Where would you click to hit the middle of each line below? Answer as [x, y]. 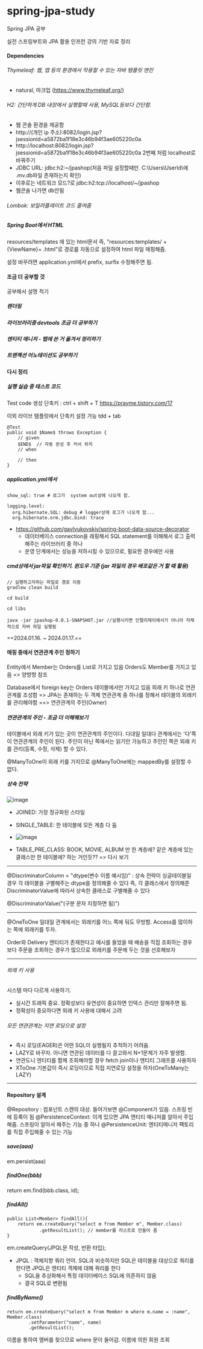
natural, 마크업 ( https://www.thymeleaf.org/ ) [70, 90]
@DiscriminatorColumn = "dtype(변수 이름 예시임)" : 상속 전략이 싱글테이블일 [99, 875]
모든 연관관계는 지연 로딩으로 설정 [46, 1025]
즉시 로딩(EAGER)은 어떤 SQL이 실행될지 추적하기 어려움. [83, 1046]
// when [27, 449]
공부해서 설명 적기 [28, 291]
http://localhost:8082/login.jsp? [55, 145]
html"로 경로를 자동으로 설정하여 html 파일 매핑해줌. [106, 249]
